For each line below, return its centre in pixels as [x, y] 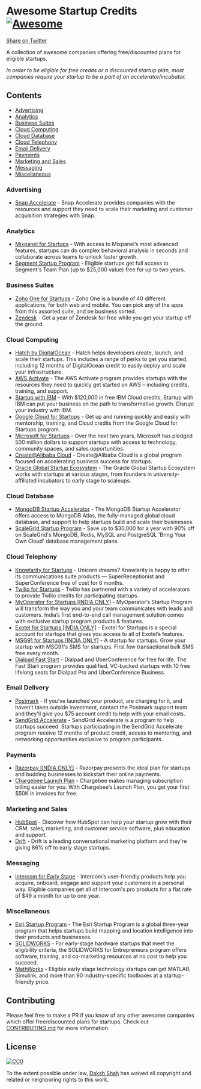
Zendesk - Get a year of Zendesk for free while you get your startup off [103, 318]
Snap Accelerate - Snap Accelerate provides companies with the [95, 203]
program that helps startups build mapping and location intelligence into [104, 931]
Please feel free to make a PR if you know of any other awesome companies [100, 1015]
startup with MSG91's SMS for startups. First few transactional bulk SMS [104, 646]
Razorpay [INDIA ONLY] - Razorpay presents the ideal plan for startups [103, 768]
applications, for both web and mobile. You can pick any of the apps [99, 304]
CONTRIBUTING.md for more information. [58, 1028]
